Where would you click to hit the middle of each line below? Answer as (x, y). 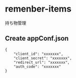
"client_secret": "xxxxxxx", (43, 58)
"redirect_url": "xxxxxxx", (42, 62)
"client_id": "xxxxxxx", (38, 54)
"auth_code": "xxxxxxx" (38, 66)
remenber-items (38, 9)
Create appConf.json (37, 39)
